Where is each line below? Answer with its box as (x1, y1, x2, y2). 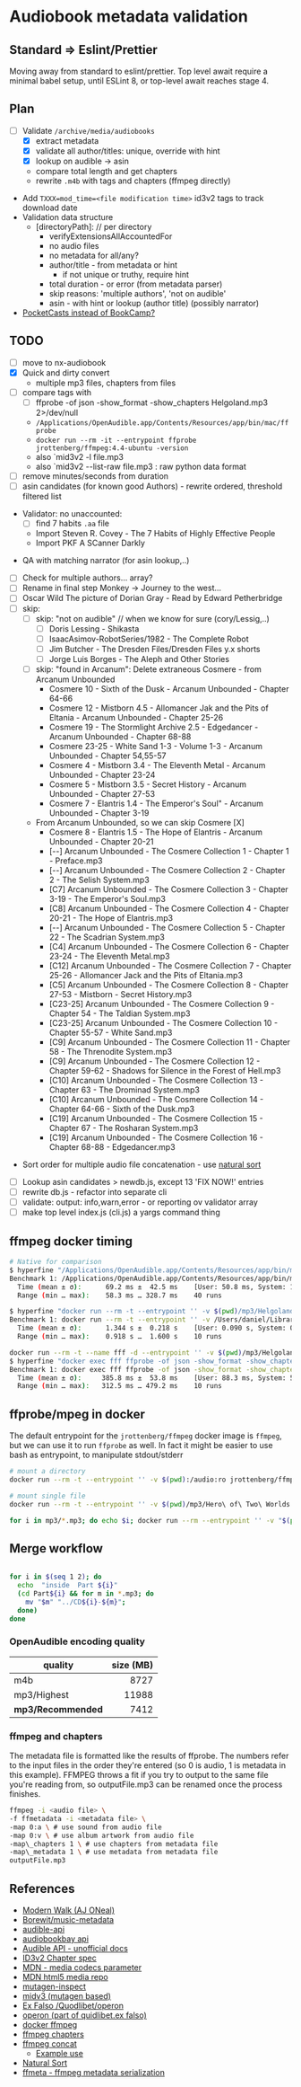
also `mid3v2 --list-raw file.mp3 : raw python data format (35, 461, 246, 473)
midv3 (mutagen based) (21, 1991, 112, 2002)
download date (21, 202, 78, 213)
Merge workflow (9, 1541, 103, 1556)
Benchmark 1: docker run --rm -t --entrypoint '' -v (9, 1315, 211, 1324)
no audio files (48, 241, 99, 252)
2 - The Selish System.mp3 (48, 874, 150, 885)
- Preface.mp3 (48, 855, 103, 866)
